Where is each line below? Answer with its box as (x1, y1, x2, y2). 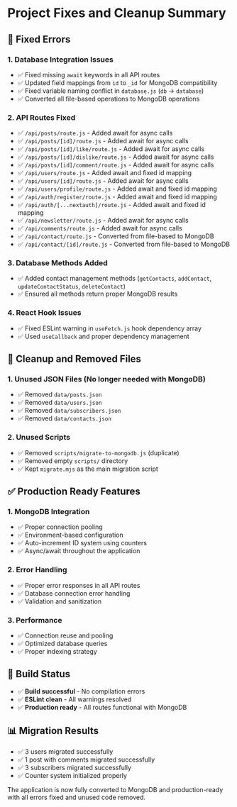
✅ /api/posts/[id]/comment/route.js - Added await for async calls (17, 161, 214, 169)
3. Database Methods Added (7, 258, 108, 268)
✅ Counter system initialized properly (17, 771, 128, 779)
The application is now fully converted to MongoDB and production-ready (7, 785, 224, 794)
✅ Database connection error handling (17, 589, 131, 597)
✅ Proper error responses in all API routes (17, 581, 140, 589)
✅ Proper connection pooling (17, 523, 103, 531)
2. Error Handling (7, 565, 67, 575)
